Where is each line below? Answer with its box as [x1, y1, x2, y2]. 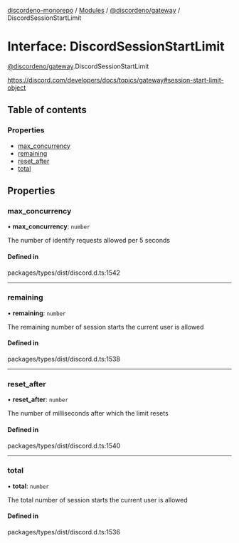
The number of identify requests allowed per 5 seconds [7, 236, 171, 245]
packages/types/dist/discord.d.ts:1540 [7, 441, 121, 450]
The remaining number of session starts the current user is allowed [7, 322, 204, 331]
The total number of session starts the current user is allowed [7, 495, 188, 504]
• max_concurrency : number [7, 222, 90, 231]
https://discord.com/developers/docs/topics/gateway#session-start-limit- [7, 75, 224, 84]
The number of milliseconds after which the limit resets [7, 409, 169, 418]
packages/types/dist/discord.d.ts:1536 [7, 528, 121, 537]
